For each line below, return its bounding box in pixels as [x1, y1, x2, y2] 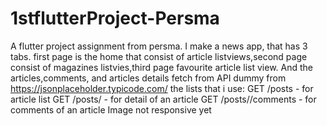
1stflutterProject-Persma [10, 7, 220, 30]
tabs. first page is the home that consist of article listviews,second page [10, 50, 308, 62]
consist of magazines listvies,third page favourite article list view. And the [10, 61, 313, 73]
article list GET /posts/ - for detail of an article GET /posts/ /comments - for [10, 93, 317, 105]
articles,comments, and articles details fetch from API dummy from [10, 72, 287, 84]
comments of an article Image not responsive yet [10, 103, 212, 116]
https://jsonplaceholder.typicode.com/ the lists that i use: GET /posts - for [10, 82, 314, 94]
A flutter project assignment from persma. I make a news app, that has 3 [10, 40, 308, 52]
